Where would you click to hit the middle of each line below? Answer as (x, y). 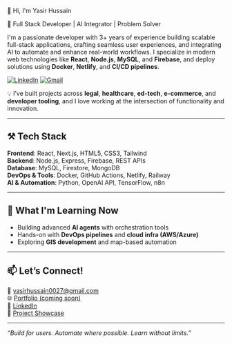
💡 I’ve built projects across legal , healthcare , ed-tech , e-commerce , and (112, 93)
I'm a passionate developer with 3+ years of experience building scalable (111, 37)
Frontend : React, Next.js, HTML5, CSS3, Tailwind (77, 153)
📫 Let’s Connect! (45, 271)
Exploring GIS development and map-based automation (97, 242)
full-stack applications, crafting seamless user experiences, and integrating (115, 44)
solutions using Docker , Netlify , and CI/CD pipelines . (84, 67)
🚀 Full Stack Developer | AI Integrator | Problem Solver (84, 24)
